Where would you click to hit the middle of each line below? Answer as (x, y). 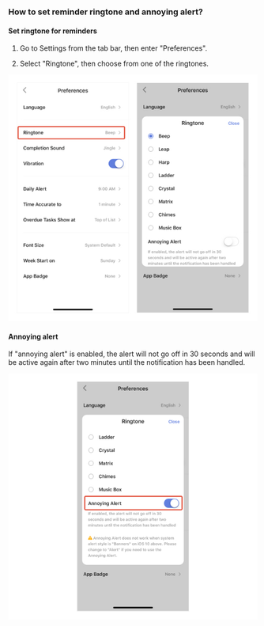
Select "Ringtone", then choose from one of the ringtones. (114, 64)
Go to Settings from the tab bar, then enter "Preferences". (113, 48)
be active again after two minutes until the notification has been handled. (127, 362)
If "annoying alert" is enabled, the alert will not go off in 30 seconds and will (132, 354)
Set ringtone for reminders (53, 31)
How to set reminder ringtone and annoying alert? (106, 12)
